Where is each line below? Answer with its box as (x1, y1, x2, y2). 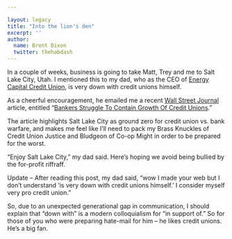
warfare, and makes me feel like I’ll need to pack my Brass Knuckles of (7, 125, 210, 132)
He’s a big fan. (7, 224, 49, 232)
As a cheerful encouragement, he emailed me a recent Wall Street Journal (7, 96, 219, 105)
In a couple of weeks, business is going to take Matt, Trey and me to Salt (7, 68, 215, 76)
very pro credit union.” (7, 189, 72, 196)
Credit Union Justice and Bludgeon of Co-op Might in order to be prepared (7, 132, 221, 140)
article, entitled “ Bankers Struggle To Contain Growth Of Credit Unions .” (7, 104, 213, 111)
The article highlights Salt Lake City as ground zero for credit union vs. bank (7, 117, 225, 125)
